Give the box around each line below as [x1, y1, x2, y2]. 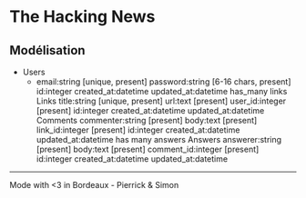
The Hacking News [9, 6, 156, 27]
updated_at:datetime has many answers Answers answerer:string [36, 134, 282, 144]
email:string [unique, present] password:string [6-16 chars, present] [36, 76, 291, 87]
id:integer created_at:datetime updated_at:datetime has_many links [36, 86, 288, 96]
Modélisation [9, 43, 86, 58]
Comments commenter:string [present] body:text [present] [36, 115, 258, 125]
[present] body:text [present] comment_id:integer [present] [36, 144, 260, 154]
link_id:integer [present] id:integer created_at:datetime [36, 124, 240, 135]
